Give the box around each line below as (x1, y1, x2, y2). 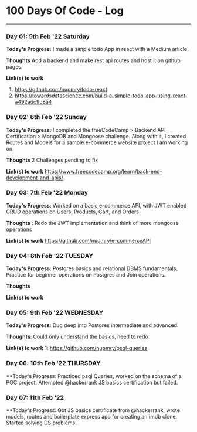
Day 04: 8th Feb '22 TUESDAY (6, 251, 94, 260)
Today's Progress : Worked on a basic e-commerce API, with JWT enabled (6, 202, 187, 209)
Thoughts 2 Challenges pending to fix (6, 157, 98, 164)
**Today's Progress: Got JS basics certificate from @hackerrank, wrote (6, 407, 181, 414)
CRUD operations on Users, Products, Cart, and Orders (6, 208, 140, 215)
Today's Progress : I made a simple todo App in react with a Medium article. (6, 46, 189, 53)
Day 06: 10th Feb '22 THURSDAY (6, 359, 101, 368)
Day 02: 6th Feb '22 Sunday (6, 113, 87, 121)
